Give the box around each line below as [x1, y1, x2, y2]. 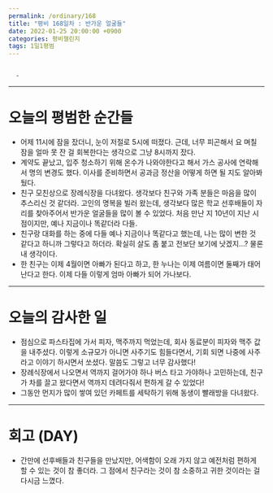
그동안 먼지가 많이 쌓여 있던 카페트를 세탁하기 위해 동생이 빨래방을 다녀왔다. [19, 388, 259, 397]
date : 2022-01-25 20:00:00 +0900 [8, 27, 122, 35]
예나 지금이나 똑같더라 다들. [50, 219, 138, 229]
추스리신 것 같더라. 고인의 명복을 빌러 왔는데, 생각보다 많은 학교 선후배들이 [19, 199, 254, 208]
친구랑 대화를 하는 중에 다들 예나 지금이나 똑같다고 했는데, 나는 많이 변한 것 [19, 229, 257, 238]
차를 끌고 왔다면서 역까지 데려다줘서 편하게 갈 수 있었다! [28, 377, 205, 387]
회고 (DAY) [8, 427, 79, 446]
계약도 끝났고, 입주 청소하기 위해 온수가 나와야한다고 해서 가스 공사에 [19, 158, 237, 168]
